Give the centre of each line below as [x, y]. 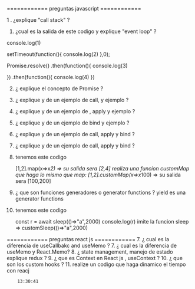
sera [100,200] [33, 181]
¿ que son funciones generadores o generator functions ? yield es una [100, 192]
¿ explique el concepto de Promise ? [59, 88]
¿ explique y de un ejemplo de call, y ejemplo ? [72, 100]
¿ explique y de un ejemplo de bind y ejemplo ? [72, 123]
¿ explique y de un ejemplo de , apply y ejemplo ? [75, 111]
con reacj [18, 270]
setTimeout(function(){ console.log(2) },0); [59, 54]
